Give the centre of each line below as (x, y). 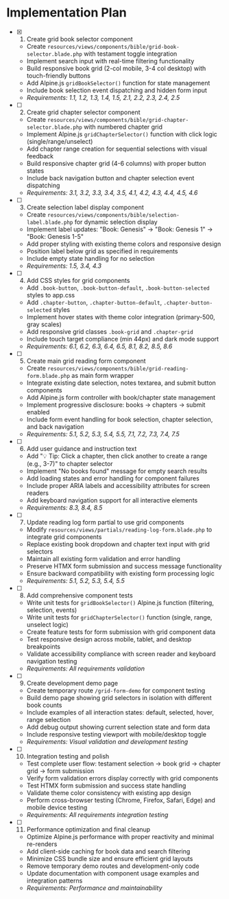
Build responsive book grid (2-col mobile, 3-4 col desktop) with (116, 68)
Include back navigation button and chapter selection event (110, 178)
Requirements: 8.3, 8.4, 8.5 (64, 507)
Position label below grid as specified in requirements (102, 251)
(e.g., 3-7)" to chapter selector (70, 463)
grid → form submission (60, 771)
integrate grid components (64, 537)
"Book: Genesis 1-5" (55, 236)
